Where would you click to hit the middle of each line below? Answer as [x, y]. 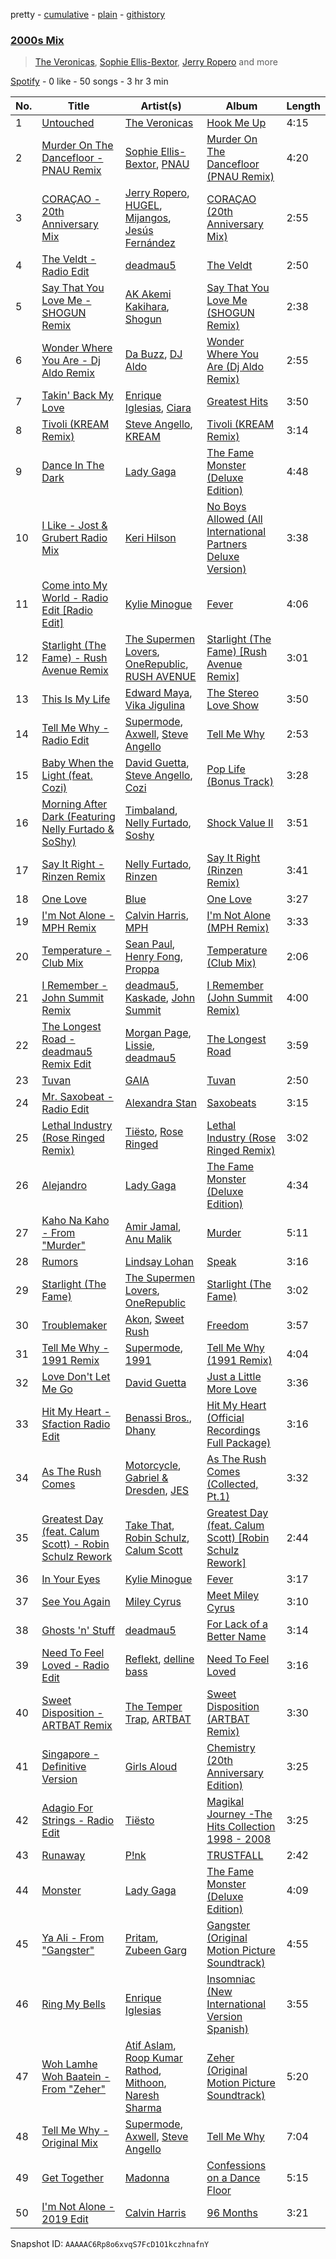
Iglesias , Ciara [158, 408]
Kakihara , [147, 307]
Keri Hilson [150, 538]
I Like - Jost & [74, 526]
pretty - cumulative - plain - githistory [88, 14]
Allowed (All [234, 519]
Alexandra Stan [160, 1103]
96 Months [232, 2213]
